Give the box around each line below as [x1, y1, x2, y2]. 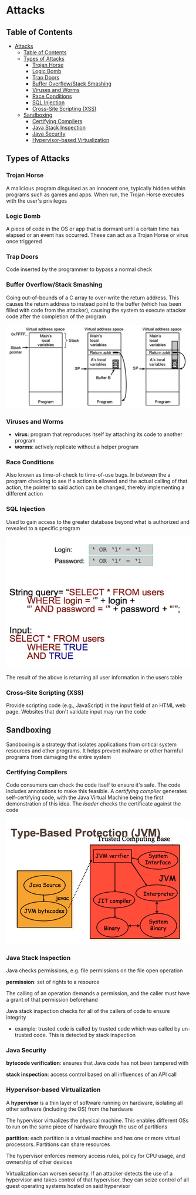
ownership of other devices [6, 1158, 73, 1166]
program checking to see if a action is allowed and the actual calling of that [6, 478, 188, 485]
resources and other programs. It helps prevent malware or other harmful [6, 747, 183, 754]
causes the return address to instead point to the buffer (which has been [6, 300, 182, 307]
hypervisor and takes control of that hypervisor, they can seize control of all [6, 1176, 190, 1183]
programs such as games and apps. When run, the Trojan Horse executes [6, 191, 185, 198]
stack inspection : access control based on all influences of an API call [6, 1071, 177, 1078]
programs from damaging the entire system [6, 753, 111, 760]
